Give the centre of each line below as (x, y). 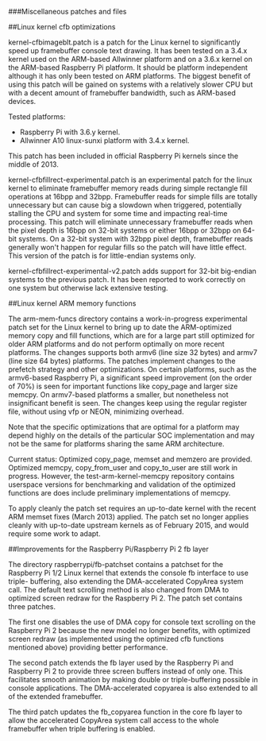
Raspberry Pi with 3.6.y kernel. (70, 132)
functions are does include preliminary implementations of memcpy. (120, 493)
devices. (22, 101)
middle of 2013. (34, 164)
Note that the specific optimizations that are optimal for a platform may (124, 427)
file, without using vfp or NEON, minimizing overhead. (96, 411)
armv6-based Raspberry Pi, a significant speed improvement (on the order (130, 378)
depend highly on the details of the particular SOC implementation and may (132, 435)
